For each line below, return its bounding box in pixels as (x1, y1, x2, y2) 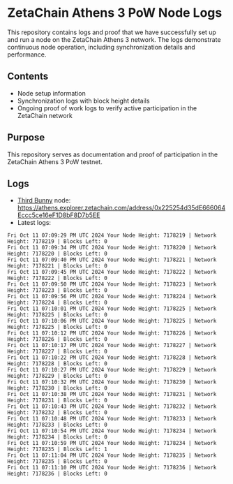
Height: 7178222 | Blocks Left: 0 (7, 274, 108, 282)
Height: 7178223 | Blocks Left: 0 (7, 287, 108, 294)
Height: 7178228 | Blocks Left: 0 (7, 360, 108, 367)
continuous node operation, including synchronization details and (7, 43, 195, 51)
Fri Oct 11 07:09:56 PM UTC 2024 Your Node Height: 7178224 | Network (7, 293, 217, 300)
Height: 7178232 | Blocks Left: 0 (7, 409, 108, 416)
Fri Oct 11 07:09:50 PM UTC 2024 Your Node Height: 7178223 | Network (7, 281, 217, 288)
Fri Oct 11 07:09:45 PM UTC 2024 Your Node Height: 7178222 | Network (7, 269, 217, 276)
